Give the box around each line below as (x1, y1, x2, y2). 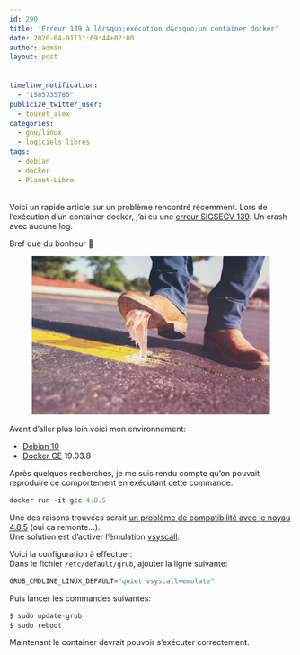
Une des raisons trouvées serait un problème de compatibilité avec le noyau (9, 512, 291, 523)
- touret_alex (17, 109, 70, 119)
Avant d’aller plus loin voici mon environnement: (9, 423, 187, 434)
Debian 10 (22, 440, 60, 451)
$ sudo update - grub (9, 611, 83, 620)
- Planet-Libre (17, 175, 75, 184)
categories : (9, 119, 54, 128)
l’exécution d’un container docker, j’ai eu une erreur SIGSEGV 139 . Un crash (9, 211, 287, 222)
